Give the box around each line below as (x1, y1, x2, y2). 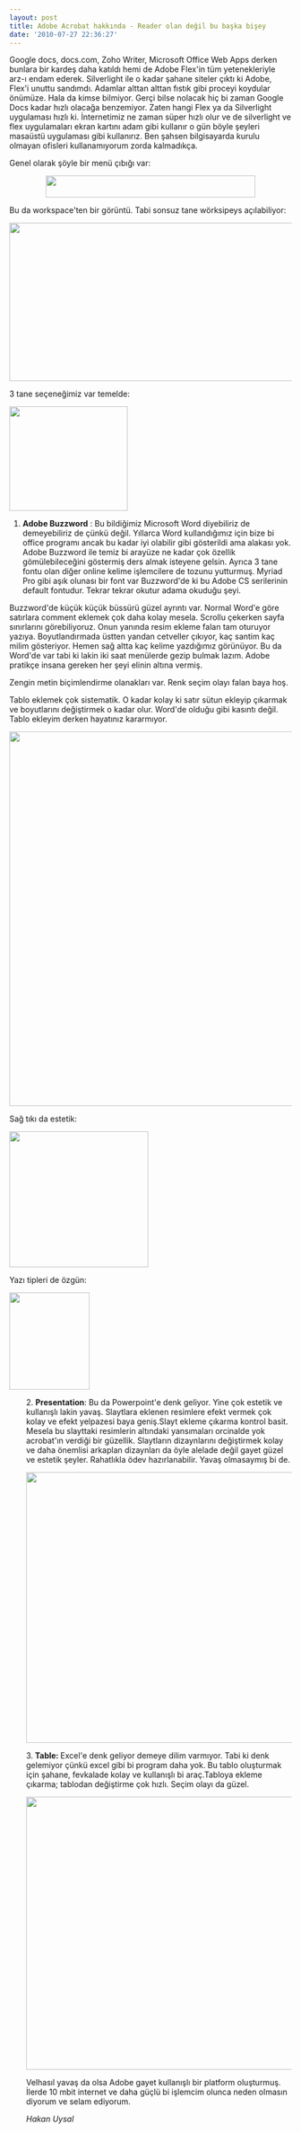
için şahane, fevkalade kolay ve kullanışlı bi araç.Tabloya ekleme (26, 1769, 262, 1780)
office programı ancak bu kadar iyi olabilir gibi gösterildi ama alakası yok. (21, 537, 291, 548)
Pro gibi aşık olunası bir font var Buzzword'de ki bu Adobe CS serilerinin (21, 576, 288, 587)
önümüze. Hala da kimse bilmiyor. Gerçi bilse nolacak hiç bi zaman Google (9, 93, 284, 103)
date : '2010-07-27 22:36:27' (9, 30, 118, 39)
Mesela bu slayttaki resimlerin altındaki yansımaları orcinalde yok (26, 1426, 266, 1437)
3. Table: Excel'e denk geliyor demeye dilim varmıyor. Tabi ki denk (26, 1750, 270, 1761)
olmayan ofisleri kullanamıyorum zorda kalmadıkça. (9, 140, 199, 151)
